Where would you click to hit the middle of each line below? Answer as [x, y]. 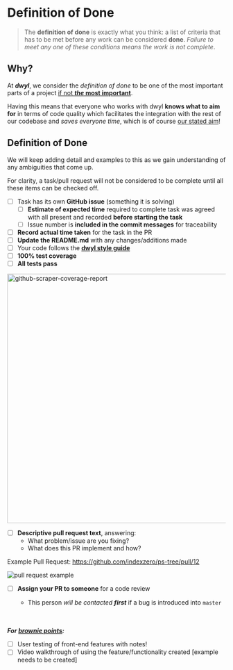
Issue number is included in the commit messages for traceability [122, 224]
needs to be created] [47, 660]
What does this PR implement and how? [84, 548]
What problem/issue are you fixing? [78, 541]
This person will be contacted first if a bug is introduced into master [124, 603]
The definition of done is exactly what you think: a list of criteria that [122, 32]
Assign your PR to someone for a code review [84, 589]
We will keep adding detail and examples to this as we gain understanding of [116, 160]
